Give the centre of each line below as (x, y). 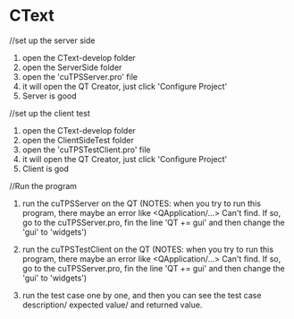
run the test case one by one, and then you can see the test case (142, 295)
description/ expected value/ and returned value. (112, 305)
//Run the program (43, 185)
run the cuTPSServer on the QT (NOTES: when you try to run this (142, 203)
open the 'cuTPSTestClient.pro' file (86, 150)
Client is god (46, 168)
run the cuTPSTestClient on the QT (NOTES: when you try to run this (148, 249)
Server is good (50, 96)
